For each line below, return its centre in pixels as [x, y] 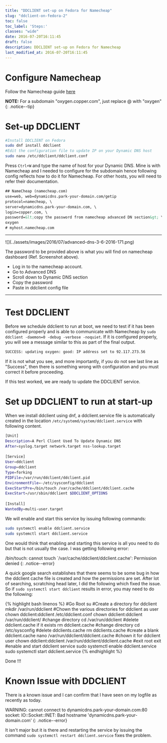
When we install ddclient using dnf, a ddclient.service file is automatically [80, 415]
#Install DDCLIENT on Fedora [35, 140]
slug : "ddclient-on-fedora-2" [37, 16]
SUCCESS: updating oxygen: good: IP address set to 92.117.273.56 [75, 352]
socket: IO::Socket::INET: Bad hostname [46, 715]
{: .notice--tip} [20, 106]
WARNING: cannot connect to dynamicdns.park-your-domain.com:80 [76, 710]
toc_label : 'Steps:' [27, 26]
